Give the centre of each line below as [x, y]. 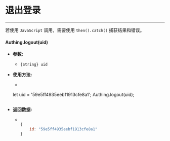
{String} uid [34, 65]
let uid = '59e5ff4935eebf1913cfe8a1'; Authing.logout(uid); [73, 95]
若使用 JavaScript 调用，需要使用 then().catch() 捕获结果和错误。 [75, 30]
